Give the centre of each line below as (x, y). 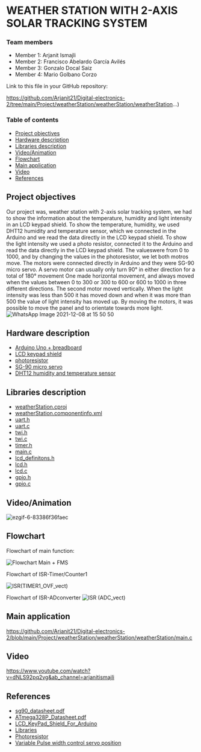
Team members (29, 42)
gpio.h (23, 477)
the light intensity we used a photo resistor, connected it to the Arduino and (100, 244)
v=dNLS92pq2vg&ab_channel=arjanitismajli (60, 677)
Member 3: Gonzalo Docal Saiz (53, 68)
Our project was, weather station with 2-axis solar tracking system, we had (99, 211)
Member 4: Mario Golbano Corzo (56, 75)
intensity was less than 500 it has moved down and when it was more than (99, 295)
